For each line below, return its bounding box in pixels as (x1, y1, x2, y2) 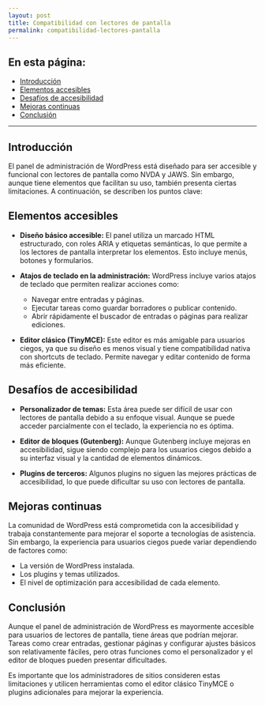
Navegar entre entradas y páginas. (31, 294, 144, 304)
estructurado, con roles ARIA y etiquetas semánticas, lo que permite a (19, 239, 248, 248)
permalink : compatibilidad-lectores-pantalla (8, 26, 160, 34)
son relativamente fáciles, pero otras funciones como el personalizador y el (8, 647, 253, 657)
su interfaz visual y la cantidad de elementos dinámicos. (19, 453, 203, 462)
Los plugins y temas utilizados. (19, 570, 121, 579)
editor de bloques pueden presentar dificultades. (8, 655, 167, 665)
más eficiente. (19, 360, 66, 370)
